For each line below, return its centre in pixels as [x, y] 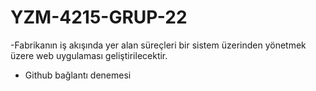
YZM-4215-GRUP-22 [99, 17]
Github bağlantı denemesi [78, 75]
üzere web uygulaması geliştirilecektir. [89, 55]
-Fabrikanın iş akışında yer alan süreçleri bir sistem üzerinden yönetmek [158, 45]
